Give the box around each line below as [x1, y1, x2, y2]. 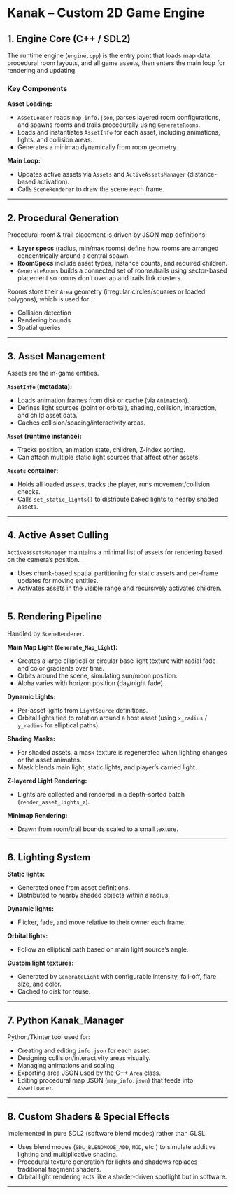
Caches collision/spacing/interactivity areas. [17, 418, 145, 427]
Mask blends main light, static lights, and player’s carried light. [17, 762, 197, 771]
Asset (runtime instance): [7, 432, 82, 440]
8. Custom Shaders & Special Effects [7, 1111, 170, 1123]
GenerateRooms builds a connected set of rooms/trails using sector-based [17, 266, 227, 275]
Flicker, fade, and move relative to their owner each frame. [17, 918, 186, 926]
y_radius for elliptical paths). [17, 720, 100, 729]
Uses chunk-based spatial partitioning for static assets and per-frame [17, 569, 219, 577]
